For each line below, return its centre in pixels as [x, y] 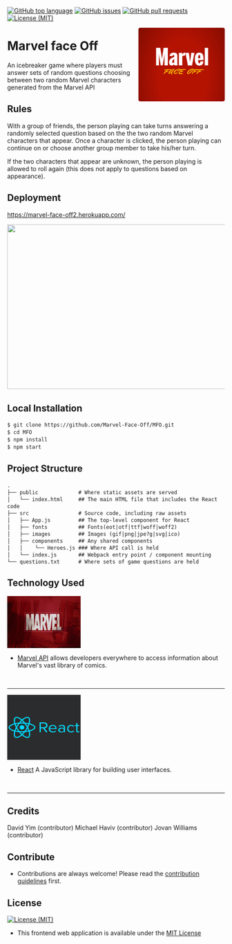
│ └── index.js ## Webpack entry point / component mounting [109, 554]
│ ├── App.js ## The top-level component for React [98, 520]
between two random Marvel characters [64, 80]
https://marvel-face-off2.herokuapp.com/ [66, 214]
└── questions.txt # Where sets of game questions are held [103, 561]
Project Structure [45, 469]
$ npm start [24, 447]
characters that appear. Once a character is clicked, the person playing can [114, 140]
